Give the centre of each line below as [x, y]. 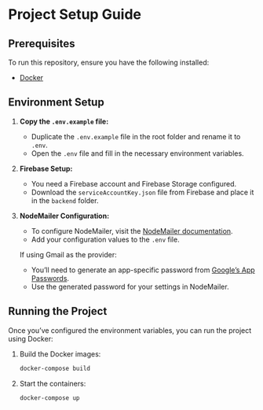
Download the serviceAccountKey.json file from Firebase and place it [142, 192]
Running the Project [58, 311]
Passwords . [50, 278]
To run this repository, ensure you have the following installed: [109, 62]
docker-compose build [55, 368]
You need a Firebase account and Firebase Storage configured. [134, 183]
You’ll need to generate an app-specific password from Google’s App [143, 270]
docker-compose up [49, 398]
